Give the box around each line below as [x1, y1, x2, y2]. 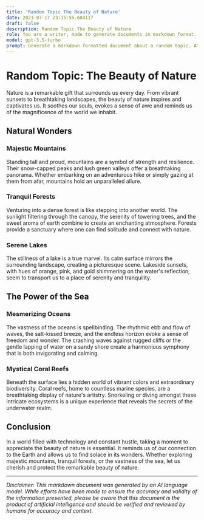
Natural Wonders [6, 126, 72, 137]
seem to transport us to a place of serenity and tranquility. [6, 274, 152, 281]
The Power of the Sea [6, 292, 89, 302]
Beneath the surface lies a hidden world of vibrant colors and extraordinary [6, 378, 194, 386]
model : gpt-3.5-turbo [6, 37, 61, 43]
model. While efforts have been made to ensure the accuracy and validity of [6, 487, 197, 495]
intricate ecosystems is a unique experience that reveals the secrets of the [6, 398, 193, 405]
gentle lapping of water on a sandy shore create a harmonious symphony [6, 343, 190, 350]
